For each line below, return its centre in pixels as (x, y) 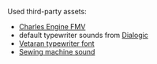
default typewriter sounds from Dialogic (84, 35)
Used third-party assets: (47, 11)
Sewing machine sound (57, 52)
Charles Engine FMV (52, 26)
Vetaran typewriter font (57, 43)
